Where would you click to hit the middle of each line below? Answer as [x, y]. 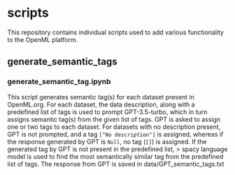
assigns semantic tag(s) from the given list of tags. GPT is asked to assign [114, 119]
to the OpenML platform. [43, 39]
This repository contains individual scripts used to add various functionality [115, 32]
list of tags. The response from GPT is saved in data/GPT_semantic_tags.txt [116, 164]
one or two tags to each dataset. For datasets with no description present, [114, 127]
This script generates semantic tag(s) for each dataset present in [101, 97]
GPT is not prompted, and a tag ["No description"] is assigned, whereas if [115, 134]
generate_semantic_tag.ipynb [59, 82]
